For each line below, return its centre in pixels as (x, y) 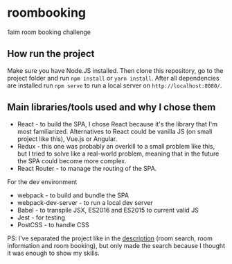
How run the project (51, 54)
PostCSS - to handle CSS (53, 224)
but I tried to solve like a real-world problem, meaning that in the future (118, 154)
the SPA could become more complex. (72, 160)
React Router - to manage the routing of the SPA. (87, 168)
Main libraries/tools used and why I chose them (111, 107)
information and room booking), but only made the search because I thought (116, 245)
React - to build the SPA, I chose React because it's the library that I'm (117, 124)
